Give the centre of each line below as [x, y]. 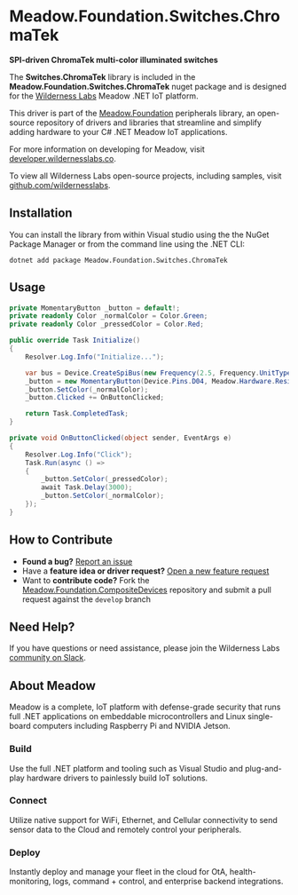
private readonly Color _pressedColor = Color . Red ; [106, 325]
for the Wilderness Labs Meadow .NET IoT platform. [104, 96]
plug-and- [263, 768]
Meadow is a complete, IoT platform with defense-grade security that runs [145, 707]
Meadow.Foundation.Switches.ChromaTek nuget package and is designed [148, 86]
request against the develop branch [86, 599]
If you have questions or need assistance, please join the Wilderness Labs [145, 648]
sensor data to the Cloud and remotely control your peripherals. [125, 829]
